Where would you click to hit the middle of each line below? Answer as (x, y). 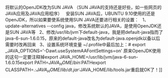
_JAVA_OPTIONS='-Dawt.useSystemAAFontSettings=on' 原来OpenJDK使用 (83, 51)
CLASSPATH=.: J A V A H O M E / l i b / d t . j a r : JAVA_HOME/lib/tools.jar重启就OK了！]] (84, 70)
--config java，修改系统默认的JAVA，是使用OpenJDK (102, 26)
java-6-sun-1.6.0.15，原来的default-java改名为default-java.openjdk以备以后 (83, 38)
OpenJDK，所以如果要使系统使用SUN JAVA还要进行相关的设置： (72, 20)
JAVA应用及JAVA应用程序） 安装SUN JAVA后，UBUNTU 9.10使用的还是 (80, 13)
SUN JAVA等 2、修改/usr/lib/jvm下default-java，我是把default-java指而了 (86, 32)
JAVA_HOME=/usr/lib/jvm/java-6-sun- (99, 57)
